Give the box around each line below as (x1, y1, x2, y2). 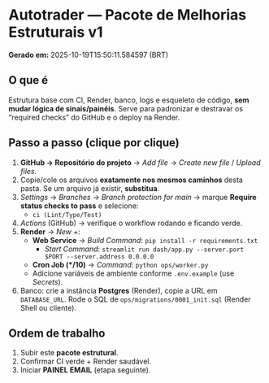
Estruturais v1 (8, 23, 103, 41)
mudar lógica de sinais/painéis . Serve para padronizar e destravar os (8, 103, 244, 113)
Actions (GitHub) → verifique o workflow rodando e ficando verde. (20, 218, 243, 228)
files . (20, 166, 37, 176)
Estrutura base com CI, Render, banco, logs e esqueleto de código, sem (8, 95, 249, 105)
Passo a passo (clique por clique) (8, 136, 180, 150)
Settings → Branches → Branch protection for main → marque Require (20, 192, 258, 202)
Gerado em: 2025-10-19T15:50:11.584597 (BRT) (8, 50, 169, 59)
